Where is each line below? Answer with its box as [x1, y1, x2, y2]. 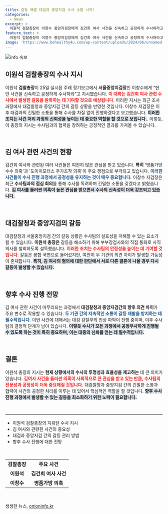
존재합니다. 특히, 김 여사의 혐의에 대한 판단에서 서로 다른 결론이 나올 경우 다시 [10, 258, 159, 264]
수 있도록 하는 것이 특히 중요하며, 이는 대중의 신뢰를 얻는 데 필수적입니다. [5, 329, 144, 335]
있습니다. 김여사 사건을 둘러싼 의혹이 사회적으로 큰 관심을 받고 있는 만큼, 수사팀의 [5, 375, 161, 381]
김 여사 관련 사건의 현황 [5, 147, 72, 156]
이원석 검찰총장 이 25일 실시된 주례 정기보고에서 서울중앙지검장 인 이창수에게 [5, 84, 152, 90]
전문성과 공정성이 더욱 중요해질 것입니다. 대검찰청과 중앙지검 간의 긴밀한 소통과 [5, 381, 158, 387]
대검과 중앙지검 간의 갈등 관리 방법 [12, 432, 79, 438]
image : [5, 40, 19, 45]
